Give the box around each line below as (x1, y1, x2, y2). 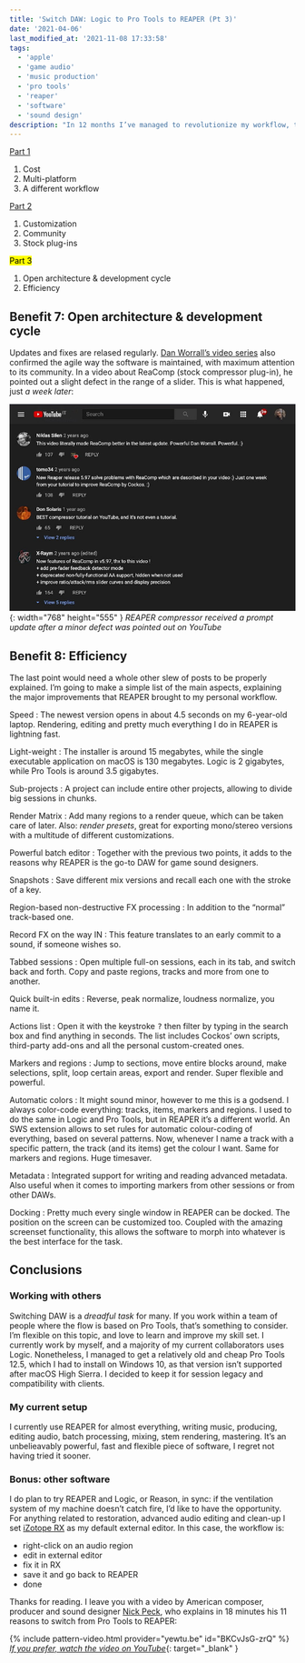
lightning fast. (9, 728, 61, 740)
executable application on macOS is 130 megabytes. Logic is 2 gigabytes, (9, 756, 285, 767)
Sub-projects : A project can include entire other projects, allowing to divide (9, 783, 293, 795)
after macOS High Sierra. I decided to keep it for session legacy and (9, 1368, 263, 1379)
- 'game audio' (17, 63, 75, 72)
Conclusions (9, 1262, 83, 1277)
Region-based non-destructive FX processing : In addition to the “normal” (9, 902, 286, 913)
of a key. (9, 885, 42, 896)
